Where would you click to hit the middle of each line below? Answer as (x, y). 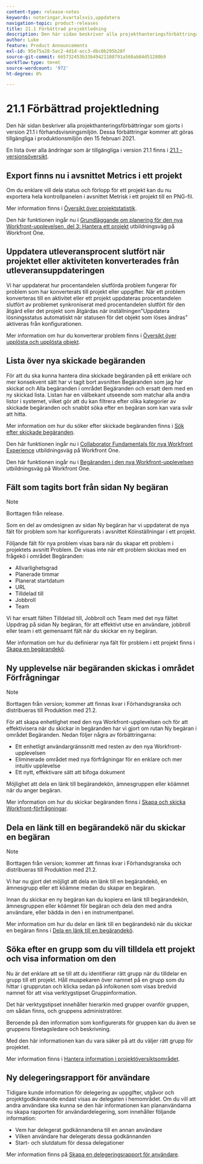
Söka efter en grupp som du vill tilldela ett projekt (101, 949)
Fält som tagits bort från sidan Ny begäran (87, 487)
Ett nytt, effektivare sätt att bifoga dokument (70, 772)
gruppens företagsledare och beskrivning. (59, 1029)
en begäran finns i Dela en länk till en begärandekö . (70, 931)
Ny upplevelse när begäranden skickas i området (100, 668)
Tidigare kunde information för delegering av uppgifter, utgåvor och (90, 1092)
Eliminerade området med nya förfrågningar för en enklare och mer (98, 760)
